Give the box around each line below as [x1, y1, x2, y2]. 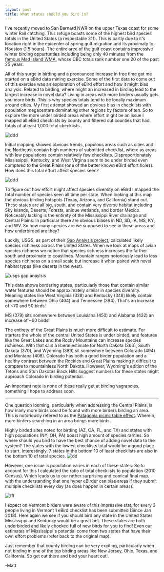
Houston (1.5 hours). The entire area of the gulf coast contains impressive [5, 46, 153, 52]
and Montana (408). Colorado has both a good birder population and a [5, 353, 147, 358]
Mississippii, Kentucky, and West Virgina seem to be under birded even [5, 157, 148, 163]
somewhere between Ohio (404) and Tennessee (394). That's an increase [5, 297, 155, 303]
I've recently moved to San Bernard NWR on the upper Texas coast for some [5, 25, 159, 31]
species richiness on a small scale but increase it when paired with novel [5, 258, 151, 264]
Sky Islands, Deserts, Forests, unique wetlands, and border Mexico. [5, 207, 141, 213]
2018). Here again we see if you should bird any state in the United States [5, 513, 153, 518]
